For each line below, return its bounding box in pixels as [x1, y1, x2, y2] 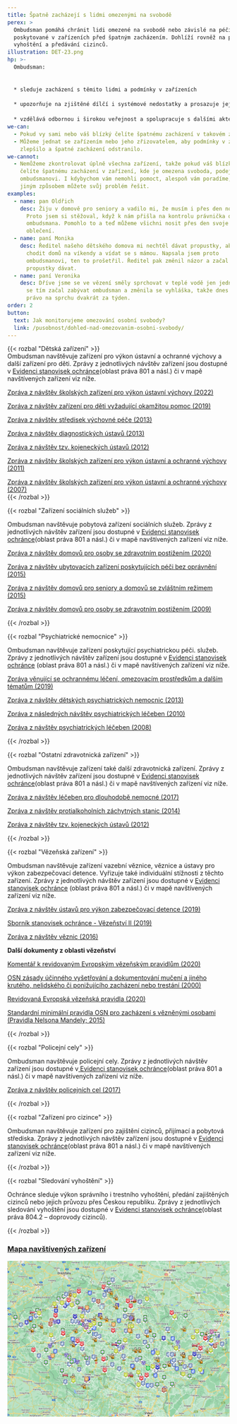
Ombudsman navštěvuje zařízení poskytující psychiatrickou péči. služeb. [7, 646, 219, 655]
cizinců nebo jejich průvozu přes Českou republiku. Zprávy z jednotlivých [7, 1198, 221, 1206]
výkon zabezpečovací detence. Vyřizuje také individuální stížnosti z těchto [7, 869, 224, 877]
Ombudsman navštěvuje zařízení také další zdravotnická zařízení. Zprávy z [7, 764, 224, 773]
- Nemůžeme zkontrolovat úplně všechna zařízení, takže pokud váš [13, 160, 213, 167]
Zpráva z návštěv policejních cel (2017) [7, 1086, 121, 1094]
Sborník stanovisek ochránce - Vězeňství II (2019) [7, 919, 152, 927]
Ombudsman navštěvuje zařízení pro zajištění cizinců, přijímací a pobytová [7, 1127, 224, 1135]
